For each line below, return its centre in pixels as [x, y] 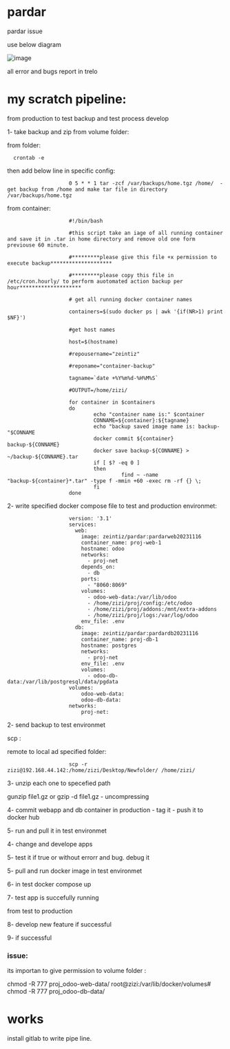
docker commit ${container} [134, 438]
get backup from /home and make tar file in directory [87, 189]
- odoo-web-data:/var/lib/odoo [132, 597]
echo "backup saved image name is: [144, 426]
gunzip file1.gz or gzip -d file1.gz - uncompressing [78, 796]
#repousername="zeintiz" [104, 354]
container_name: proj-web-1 [121, 542]
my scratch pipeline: [67, 99]
